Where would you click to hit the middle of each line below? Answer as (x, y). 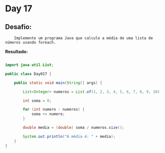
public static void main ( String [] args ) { (58, 83)
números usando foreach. (31, 42)
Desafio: (18, 27)
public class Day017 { (28, 74)
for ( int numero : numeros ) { (54, 110)
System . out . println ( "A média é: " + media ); (69, 136)
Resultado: (16, 52)
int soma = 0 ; (37, 101)
